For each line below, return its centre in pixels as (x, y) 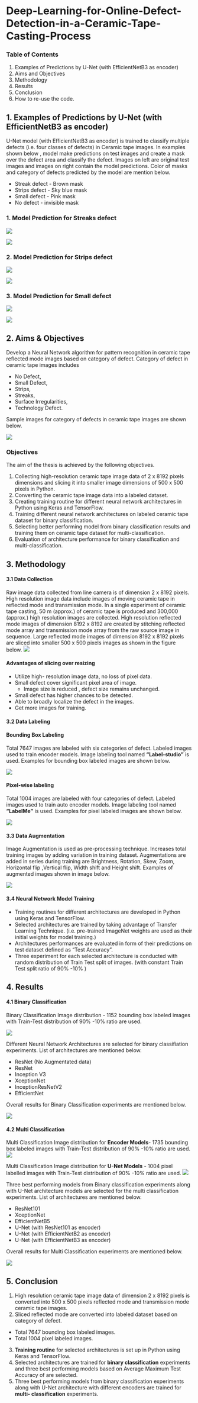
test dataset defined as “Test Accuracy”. (64, 949)
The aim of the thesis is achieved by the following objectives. (80, 465)
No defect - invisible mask (46, 203)
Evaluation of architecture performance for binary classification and (97, 539)
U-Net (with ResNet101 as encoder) (58, 1228)
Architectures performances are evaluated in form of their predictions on (103, 943)
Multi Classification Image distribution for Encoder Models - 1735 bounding (97, 1143)
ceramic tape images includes (43, 365)
